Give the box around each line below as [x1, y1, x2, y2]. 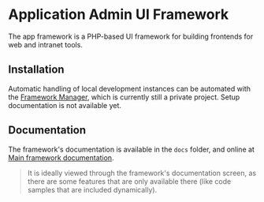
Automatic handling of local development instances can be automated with [8, 84, 251, 93]
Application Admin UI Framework [8, 6, 229, 24]
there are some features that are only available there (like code [27, 176, 232, 186]
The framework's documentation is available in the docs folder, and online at [8, 144, 255, 154]
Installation [8, 63, 65, 77]
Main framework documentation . [8, 152, 114, 163]
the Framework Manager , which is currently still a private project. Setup [8, 92, 240, 102]
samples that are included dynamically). [27, 185, 158, 194]
